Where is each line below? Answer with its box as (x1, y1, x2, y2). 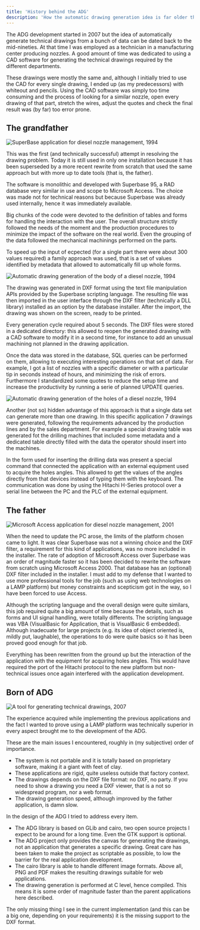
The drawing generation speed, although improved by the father (14, 794, 173, 802)
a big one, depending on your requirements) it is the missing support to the (6, 911, 190, 919)
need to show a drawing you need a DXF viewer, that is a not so (14, 782, 171, 789)
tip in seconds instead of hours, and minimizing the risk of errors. (6, 371, 167, 378)
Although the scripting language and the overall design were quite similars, (6, 601, 190, 609)
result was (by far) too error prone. (6, 106, 91, 113)
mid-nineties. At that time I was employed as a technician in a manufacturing (6, 43, 194, 51)
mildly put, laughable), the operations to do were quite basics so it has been (6, 633, 192, 640)
